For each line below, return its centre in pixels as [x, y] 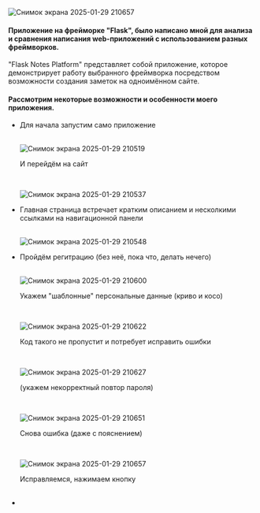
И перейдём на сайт [54, 164]
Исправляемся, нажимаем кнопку [78, 479]
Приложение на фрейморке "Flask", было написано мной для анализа [130, 30]
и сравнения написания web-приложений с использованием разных [128, 39]
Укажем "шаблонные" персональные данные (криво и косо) [121, 296]
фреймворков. [33, 46]
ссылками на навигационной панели [81, 218]
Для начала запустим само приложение [87, 125]
